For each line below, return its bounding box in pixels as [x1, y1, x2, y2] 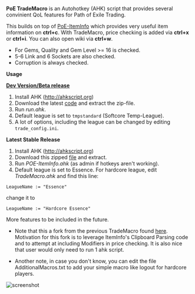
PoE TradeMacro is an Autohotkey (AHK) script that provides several [6, 5, 173, 12]
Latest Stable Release [6, 136, 61, 143]
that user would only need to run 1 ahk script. [14, 246, 125, 253]
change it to [6, 194, 35, 201]
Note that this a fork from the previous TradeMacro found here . [14, 227, 168, 234]
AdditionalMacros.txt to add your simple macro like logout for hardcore [14, 264, 187, 270]
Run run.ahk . [14, 106, 46, 113]
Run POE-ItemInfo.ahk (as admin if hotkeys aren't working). [14, 160, 160, 167]
